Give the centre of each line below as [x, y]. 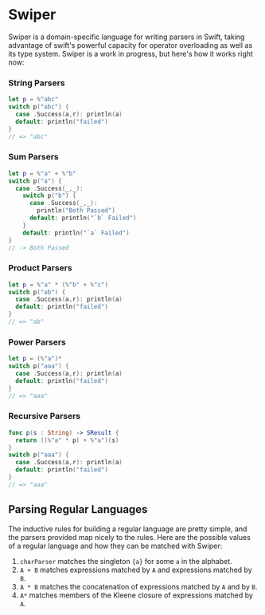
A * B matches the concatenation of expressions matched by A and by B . [138, 586]
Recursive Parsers [45, 416]
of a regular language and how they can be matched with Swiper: [115, 546]
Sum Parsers [33, 157]
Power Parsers [37, 342]
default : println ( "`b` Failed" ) [83, 218]
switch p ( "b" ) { [50, 196]
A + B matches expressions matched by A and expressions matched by [136, 570]
